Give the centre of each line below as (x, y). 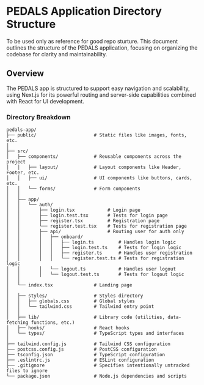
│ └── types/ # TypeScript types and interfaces (95, 334)
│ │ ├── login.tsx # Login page (73, 210)
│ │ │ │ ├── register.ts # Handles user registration (99, 253)
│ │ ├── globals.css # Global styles (71, 301)
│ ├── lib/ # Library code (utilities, (86, 317)
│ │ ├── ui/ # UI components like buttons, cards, (99, 178)
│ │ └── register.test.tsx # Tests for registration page (97, 226)
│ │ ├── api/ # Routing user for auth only (95, 232)
